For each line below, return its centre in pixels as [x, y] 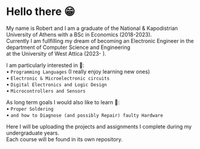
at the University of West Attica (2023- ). [56, 53]
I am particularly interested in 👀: [45, 65]
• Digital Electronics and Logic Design [57, 84]
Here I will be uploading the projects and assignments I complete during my [99, 126]
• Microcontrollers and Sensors [46, 90]
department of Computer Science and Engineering [68, 47]
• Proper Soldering [30, 108]
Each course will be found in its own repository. [64, 139]
